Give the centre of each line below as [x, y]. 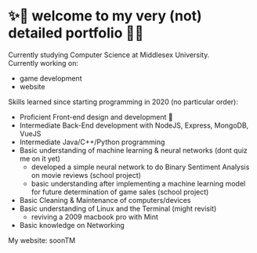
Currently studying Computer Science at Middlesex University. [109, 55]
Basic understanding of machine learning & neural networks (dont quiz [134, 150]
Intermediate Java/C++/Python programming [92, 142]
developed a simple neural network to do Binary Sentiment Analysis [140, 167]
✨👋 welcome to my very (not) [105, 16]
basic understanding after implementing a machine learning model [138, 183]
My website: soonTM [42, 240]
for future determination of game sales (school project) [120, 192]
